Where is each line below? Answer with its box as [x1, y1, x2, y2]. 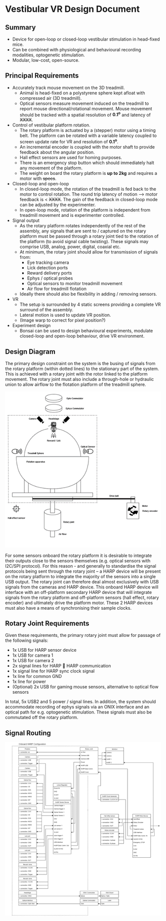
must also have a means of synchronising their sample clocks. [5, 605, 132, 611]
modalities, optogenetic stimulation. [12, 52, 85, 58]
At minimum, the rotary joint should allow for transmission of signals [19, 249, 158, 255]
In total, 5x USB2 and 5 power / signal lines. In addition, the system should [5, 699, 156, 705]
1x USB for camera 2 [12, 658, 54, 664]
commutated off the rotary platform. [5, 714, 79, 720]
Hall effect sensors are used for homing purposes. [19, 155, 123, 161]
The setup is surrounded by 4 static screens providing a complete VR [19, 301, 161, 307]
